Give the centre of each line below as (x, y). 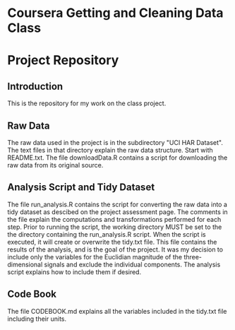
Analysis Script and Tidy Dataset (81, 188)
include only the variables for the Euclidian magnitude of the (95, 257)
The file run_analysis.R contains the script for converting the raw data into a (117, 204)
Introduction (35, 86)
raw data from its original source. (55, 165)
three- (193, 257)
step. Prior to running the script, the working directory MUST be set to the (115, 227)
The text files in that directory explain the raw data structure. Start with (110, 150)
